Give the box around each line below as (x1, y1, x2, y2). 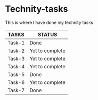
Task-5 (7, 71, 25, 78)
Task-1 (7, 39, 25, 46)
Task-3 (7, 55, 25, 62)
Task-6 (7, 79, 25, 86)
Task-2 (7, 47, 25, 54)
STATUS (38, 31, 58, 38)
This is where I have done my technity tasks (5, 20, 94, 25)
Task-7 (7, 87, 25, 94)
